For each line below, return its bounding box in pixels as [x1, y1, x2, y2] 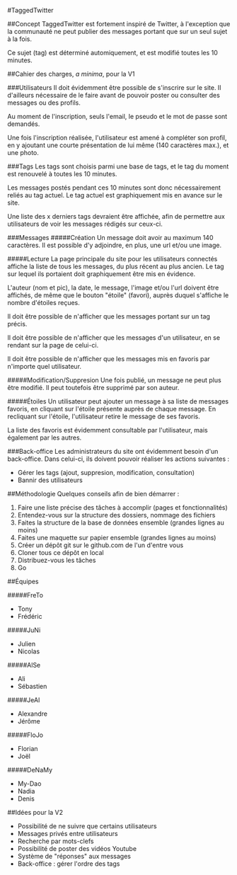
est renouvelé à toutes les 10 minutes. [7, 170, 117, 178]
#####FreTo [7, 591, 44, 599]
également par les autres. [7, 433, 82, 442]
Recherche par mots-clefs [17, 837, 94, 845]
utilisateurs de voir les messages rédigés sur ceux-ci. [7, 219, 163, 228]
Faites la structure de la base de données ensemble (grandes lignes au [17, 518, 224, 527]
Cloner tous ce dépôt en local [17, 549, 104, 556]
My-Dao [17, 779, 42, 788]
